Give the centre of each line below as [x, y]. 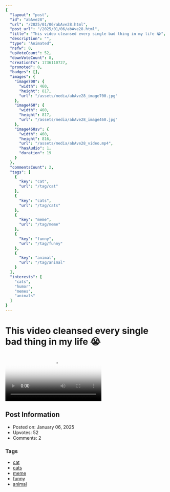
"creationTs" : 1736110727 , [39, 63]
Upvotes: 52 [26, 432]
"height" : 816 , [35, 139]
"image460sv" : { [32, 129]
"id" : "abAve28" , [28, 19]
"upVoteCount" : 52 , [31, 53]
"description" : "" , [31, 39]
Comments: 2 [27, 438]
